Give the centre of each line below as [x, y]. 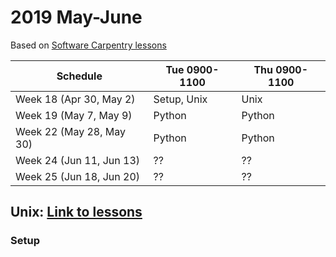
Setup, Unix [180, 99]
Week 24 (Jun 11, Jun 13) [78, 160]
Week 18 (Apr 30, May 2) [75, 99]
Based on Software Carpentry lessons [88, 45]
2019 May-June [76, 17]
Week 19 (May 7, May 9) [74, 115]
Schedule [79, 76]
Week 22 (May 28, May [71, 131]
